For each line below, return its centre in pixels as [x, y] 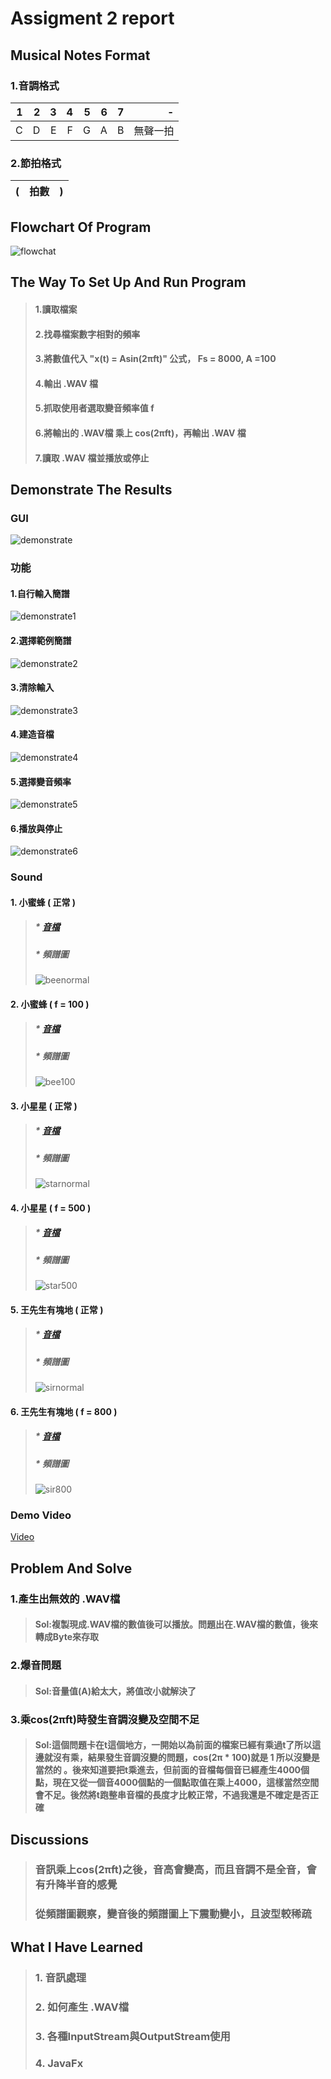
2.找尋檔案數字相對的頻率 [87, 334]
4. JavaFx [59, 2064]
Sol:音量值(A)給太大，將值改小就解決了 [115, 1691]
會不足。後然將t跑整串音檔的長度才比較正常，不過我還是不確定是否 [172, 1795]
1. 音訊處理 [60, 1977]
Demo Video [41, 1515]
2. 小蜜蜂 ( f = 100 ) [50, 1004]
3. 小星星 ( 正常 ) [44, 1106]
